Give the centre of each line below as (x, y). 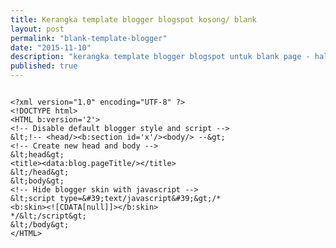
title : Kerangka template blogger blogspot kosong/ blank (133, 19)
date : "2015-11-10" (51, 47)
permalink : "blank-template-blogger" (89, 38)
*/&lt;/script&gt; (48, 216)
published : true (44, 66)
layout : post (37, 29)
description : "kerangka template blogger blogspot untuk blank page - (160, 57)
